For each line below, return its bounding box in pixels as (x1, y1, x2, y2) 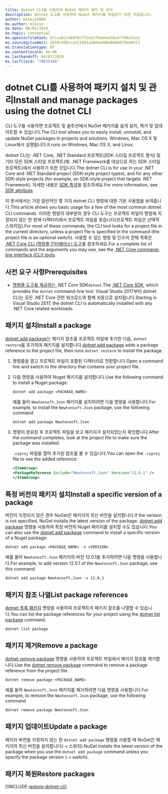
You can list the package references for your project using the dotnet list (10, 611, 160, 617)
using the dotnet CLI (5, 106, 91, 117)
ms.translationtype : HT (5, 45, 55, 50)
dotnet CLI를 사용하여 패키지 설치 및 (5, 82, 147, 93)
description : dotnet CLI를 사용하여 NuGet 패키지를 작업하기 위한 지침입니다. (5, 12, 153, 17)
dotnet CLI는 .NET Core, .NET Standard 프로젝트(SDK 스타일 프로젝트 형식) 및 (5, 152, 161, 158)
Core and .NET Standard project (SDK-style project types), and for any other (5, 170, 163, 176)
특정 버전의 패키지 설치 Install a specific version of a (5, 490, 162, 499)
